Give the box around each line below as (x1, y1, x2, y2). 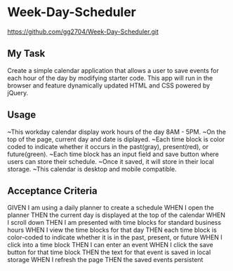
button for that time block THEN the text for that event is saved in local (7, 248, 211, 256)
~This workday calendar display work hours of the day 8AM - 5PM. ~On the (7, 127, 227, 136)
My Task (7, 48, 46, 60)
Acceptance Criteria (7, 185, 98, 197)
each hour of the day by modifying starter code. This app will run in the (7, 74, 213, 82)
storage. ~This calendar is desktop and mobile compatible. (7, 165, 177, 173)
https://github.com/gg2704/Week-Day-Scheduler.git (7, 27, 159, 36)
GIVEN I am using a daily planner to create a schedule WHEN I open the (7, 204, 214, 212)
